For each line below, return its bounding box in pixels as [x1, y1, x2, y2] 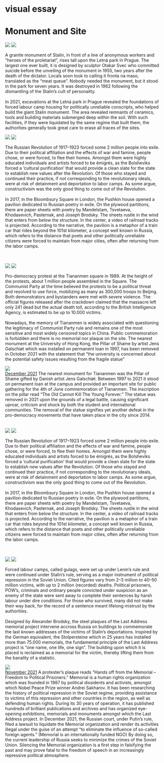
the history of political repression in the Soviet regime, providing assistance [5, 690, 157, 696]
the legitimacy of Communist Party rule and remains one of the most [5, 325, 143, 331]
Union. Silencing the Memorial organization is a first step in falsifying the [5, 742, 151, 748]
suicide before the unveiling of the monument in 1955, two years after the [5, 67, 153, 74]
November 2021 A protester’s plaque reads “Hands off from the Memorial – [5, 669, 156, 675]
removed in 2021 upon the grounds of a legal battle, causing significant [5, 397, 149, 403]
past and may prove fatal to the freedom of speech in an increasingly [5, 747, 144, 753]
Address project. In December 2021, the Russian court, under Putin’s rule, [5, 716, 153, 722]
